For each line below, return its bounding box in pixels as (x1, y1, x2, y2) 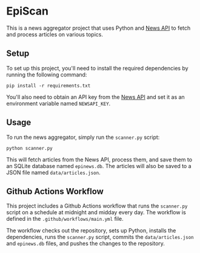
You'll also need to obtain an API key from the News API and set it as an (6, 93, 185, 101)
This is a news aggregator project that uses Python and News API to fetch (6, 24, 191, 32)
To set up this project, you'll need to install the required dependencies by (6, 64, 189, 72)
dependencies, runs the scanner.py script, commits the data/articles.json (6, 234, 194, 241)
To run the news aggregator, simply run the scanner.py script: (6, 133, 160, 141)
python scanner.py (6, 145, 53, 151)
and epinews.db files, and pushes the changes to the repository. (6, 240, 165, 247)
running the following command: (6, 71, 87, 78)
